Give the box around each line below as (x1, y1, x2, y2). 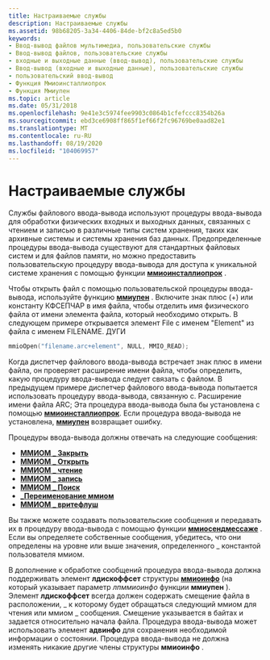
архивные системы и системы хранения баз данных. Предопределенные (8, 234, 262, 244)
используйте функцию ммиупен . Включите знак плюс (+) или (37, 292, 254, 303)
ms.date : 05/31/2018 (8, 102, 78, 110)
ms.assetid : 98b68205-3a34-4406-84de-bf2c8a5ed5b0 (8, 27, 182, 35)
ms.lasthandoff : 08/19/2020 (8, 139, 103, 148)
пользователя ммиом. (8, 549, 85, 559)
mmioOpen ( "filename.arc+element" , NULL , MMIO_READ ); (8, 342, 189, 351)
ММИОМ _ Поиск (19, 482, 81, 492)
